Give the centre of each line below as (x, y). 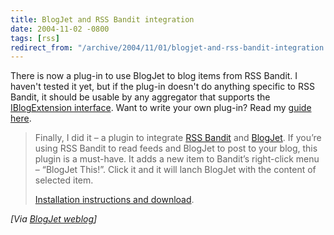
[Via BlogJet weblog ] (54, 219)
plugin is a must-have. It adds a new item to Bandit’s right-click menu (177, 159)
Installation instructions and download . (114, 200)
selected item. (64, 180)
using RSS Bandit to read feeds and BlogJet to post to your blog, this (176, 148)
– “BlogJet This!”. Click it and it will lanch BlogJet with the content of (175, 170)
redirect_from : (42, 47)
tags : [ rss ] (35, 38)
